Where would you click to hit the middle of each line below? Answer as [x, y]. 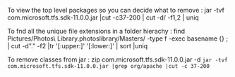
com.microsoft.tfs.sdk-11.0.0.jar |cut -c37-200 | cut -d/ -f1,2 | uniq [103, 17]
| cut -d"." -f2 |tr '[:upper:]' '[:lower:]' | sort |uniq [78, 46]
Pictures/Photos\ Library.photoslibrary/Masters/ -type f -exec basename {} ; [117, 38]
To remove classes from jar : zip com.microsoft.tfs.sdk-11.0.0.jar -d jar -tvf [117, 59]
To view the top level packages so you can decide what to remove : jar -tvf [116, 10]
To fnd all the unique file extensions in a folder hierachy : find [96, 31]
